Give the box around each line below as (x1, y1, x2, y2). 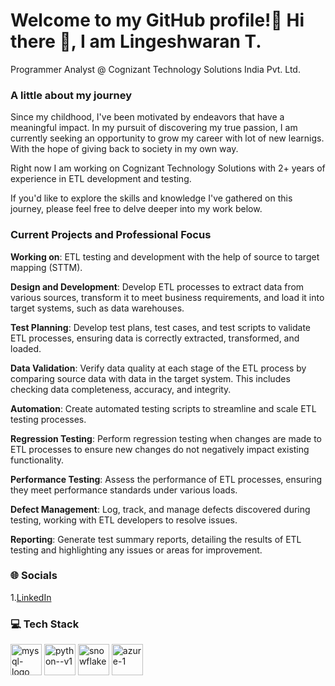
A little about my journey (10, 88, 133, 102)
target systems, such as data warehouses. (10, 302, 185, 314)
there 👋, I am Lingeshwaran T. (10, 30, 262, 53)
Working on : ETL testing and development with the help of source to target (10, 250, 320, 263)
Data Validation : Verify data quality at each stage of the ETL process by (10, 362, 307, 374)
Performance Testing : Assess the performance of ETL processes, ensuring (10, 473, 323, 485)
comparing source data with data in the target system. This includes (10, 372, 291, 384)
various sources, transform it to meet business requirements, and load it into (10, 291, 325, 303)
